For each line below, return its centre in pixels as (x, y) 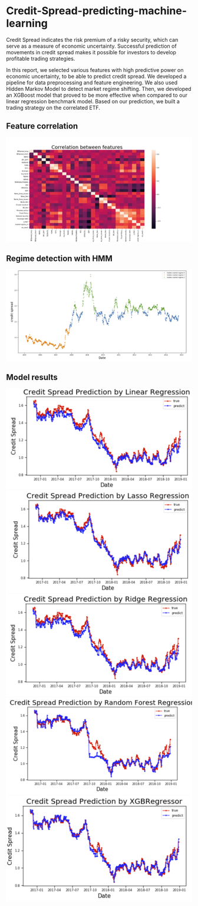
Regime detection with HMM (60, 258)
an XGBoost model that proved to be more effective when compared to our (97, 95)
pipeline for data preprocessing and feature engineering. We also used (92, 82)
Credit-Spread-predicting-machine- (97, 11)
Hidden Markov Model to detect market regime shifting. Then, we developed (99, 89)
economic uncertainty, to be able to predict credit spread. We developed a (96, 76)
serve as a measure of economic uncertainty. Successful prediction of (91, 46)
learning (27, 23)
